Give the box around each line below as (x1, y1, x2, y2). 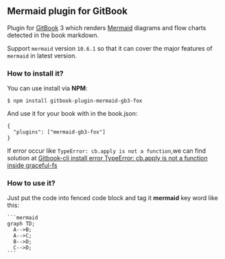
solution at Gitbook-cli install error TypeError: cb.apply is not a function (7, 154, 208, 162)
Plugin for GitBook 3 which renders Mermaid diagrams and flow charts (7, 23, 206, 32)
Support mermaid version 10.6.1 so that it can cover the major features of (7, 44, 213, 52)
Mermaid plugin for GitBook (7, 5, 128, 17)
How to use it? (7, 178, 56, 188)
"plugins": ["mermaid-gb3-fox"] (13, 129, 106, 136)
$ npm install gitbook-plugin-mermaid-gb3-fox (7, 97, 143, 105)
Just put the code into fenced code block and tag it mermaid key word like (7, 194, 218, 202)
